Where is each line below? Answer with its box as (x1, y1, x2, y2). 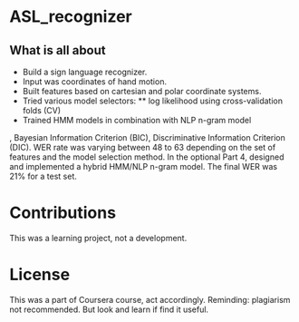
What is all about (9, 43, 106, 58)
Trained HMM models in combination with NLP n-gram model (22, 115, 252, 125)
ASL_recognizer (9, 6, 133, 27)
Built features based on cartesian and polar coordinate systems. (22, 86, 262, 96)
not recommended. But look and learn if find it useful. (9, 304, 209, 315)
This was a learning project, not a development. (9, 232, 188, 243)
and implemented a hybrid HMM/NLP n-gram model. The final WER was (9, 161, 278, 171)
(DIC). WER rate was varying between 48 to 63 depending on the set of (9, 142, 276, 152)
